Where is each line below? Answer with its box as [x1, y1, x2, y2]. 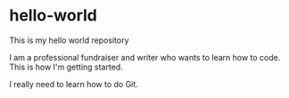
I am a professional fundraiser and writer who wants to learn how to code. [9, 52, 281, 62]
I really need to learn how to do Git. [9, 78, 138, 89]
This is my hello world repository [9, 35, 129, 45]
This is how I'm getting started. [9, 61, 123, 72]
